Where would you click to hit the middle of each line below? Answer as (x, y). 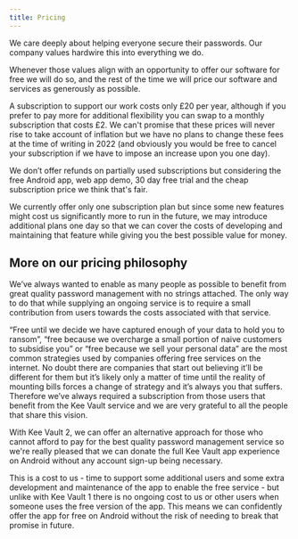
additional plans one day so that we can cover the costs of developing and (146, 225)
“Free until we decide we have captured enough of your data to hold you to (147, 330)
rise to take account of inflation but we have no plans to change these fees (146, 134)
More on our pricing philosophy (99, 263)
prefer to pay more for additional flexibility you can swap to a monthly (137, 115)
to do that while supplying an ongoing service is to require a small (130, 303)
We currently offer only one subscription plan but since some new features (147, 207)
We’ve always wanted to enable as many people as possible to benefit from (148, 284)
